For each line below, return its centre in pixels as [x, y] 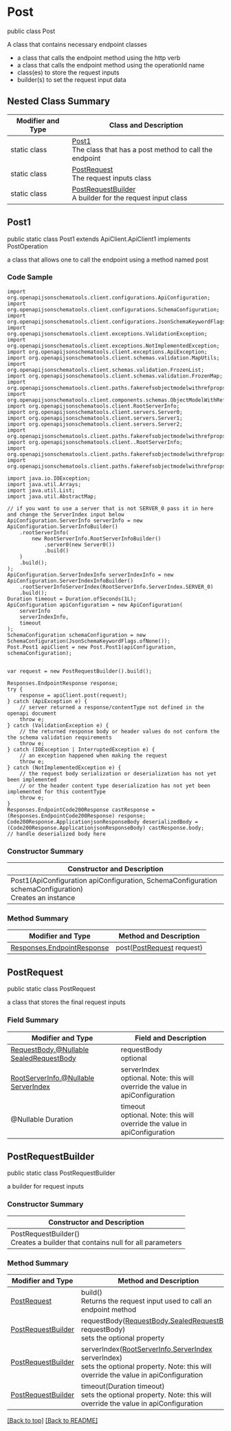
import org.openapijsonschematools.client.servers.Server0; [95, 412]
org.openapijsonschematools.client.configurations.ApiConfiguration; [109, 297]
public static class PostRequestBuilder [61, 1173]
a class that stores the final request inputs [66, 1002]
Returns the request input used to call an [146, 1301]
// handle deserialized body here [57, 834]
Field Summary [33, 1020]
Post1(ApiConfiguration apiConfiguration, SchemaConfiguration [114, 881]
